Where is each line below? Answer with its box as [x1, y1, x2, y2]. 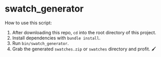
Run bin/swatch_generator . [12, 40, 69, 46]
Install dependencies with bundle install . [12, 35, 100, 41]
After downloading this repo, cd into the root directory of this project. [12, 29, 156, 35]
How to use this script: [5, 20, 52, 26]
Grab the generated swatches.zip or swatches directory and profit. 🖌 [12, 46, 156, 52]
